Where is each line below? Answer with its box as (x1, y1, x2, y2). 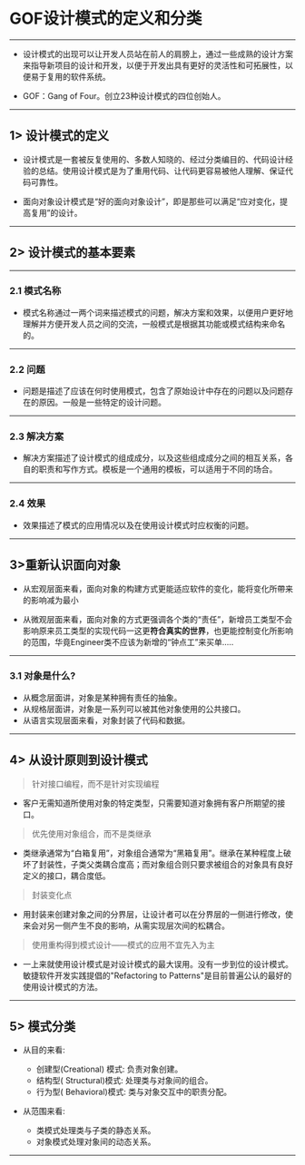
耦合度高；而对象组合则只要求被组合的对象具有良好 (102, 858, 293, 869)
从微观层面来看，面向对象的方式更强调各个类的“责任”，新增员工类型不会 (22, 613, 293, 624)
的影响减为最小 (22, 594, 79, 605)
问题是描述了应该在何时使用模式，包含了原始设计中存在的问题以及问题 (22, 386, 286, 396)
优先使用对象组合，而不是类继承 (31, 827, 152, 839)
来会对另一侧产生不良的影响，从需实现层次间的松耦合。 (22, 920, 230, 931)
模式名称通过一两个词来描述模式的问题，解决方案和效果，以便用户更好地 (22, 307, 293, 318)
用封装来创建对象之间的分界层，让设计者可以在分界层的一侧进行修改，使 (22, 908, 293, 919)
